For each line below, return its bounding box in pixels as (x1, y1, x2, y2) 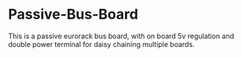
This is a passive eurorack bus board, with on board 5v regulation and (8, 31, 234, 41)
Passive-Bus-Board (8, 5, 139, 23)
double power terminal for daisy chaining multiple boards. (8, 39, 195, 48)
